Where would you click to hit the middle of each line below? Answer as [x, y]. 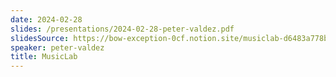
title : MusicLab [44, 57]
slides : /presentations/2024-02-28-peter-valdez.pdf [122, 29]
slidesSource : [40, 38]
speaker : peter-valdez [57, 47]
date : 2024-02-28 [46, 19]
